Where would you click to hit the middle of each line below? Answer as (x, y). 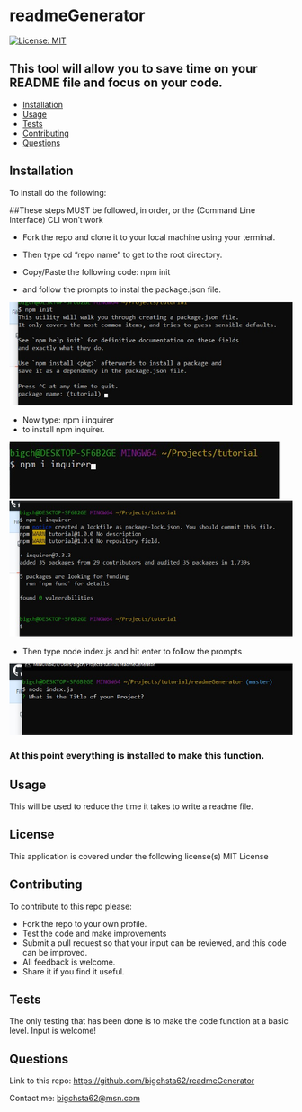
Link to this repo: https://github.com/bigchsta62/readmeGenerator (132, 1081)
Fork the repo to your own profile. (84, 923)
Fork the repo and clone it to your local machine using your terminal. (149, 237)
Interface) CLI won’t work (56, 219)
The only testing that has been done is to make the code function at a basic (149, 1021)
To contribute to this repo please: (71, 906)
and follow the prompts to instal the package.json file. (122, 289)
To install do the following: (58, 192)
